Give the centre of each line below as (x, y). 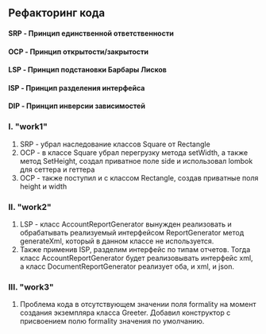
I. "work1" (28, 126)
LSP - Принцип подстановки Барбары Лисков (87, 70)
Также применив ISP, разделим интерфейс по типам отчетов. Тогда (135, 249)
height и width (43, 186)
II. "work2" (30, 207)
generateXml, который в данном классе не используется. (117, 241)
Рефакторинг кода (57, 13)
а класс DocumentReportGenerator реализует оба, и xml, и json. (127, 266)
